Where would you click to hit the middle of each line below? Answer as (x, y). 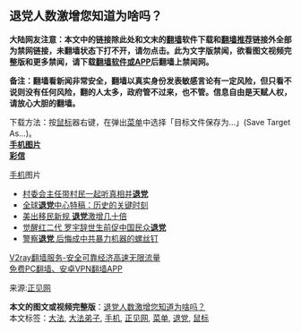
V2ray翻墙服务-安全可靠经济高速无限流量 (85, 257)
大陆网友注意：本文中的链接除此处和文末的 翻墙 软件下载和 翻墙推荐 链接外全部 (150, 39)
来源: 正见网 (30, 287)
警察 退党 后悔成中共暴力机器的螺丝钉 (90, 238)
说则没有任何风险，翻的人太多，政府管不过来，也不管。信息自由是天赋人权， (150, 91)
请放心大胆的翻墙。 (45, 103)
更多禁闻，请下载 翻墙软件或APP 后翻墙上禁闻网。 (123, 62)
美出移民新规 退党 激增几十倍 (74, 216)
